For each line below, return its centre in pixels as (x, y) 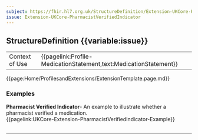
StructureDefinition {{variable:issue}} (77, 41)
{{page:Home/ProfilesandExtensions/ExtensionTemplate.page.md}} (88, 79)
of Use (18, 64)
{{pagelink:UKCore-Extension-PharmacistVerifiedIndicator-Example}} (90, 119)
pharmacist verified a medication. (47, 113)
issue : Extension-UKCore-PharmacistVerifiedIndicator (74, 17)
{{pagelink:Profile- (67, 56)
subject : (17, 11)
